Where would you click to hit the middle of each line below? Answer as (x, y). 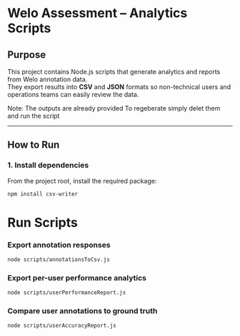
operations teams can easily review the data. (73, 95)
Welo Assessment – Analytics (97, 13)
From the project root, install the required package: (82, 180)
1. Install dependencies (48, 166)
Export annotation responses (59, 245)
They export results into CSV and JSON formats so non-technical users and (119, 87)
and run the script (34, 116)
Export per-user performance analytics (77, 278)
